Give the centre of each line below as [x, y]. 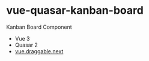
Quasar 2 [26, 45]
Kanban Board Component [39, 27]
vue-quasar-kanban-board [75, 10]
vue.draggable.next [39, 51]
